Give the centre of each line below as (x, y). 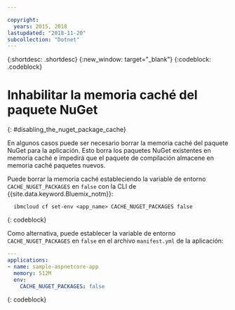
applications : (28, 260)
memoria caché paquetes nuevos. (56, 166)
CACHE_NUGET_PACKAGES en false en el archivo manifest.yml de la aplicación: (115, 241)
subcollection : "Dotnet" (43, 39)
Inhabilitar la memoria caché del (102, 95)
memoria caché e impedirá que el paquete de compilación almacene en (111, 158)
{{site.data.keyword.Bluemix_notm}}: (60, 194)
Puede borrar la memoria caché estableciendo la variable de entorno (107, 179)
